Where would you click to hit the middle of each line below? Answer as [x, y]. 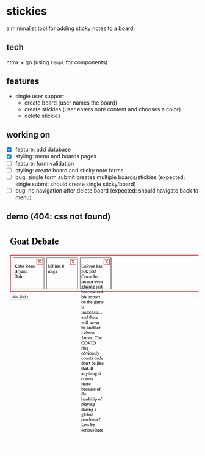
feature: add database [43, 149]
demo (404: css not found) [59, 217]
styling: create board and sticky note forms [69, 170]
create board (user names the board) [71, 103]
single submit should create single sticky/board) [75, 184]
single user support [40, 96]
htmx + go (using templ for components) [57, 62]
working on [28, 135]
